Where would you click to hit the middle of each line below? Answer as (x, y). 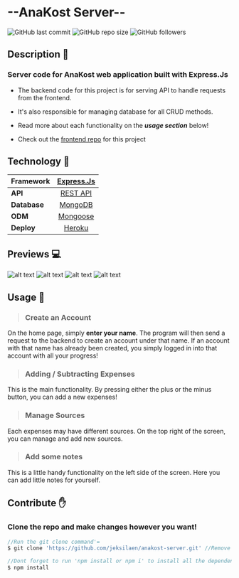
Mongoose (76, 216)
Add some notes (54, 457)
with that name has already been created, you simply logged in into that (112, 348)
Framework (31, 181)
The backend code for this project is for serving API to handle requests (122, 90)
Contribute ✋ (37, 503)
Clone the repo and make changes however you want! (102, 527)
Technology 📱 (38, 162)
